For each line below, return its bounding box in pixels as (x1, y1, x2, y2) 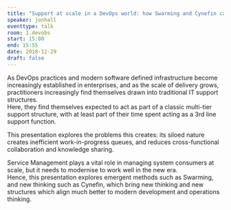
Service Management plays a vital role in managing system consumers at (7, 159, 214, 167)
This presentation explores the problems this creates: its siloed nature (7, 130, 205, 139)
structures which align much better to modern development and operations (7, 187, 220, 196)
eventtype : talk (7, 23, 54, 30)
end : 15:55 (7, 42, 38, 49)
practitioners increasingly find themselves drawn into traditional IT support (7, 88, 219, 96)
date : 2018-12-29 (7, 49, 57, 56)
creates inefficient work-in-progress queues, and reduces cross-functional (7, 138, 219, 146)
